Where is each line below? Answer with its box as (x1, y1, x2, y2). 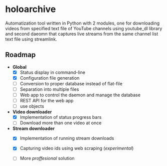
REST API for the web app (20, 98, 74, 104)
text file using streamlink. (5, 36, 57, 42)
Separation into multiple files (20, 86, 79, 92)
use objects (20, 103, 44, 109)
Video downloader (12, 109, 52, 115)
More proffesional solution (20, 155, 75, 161)
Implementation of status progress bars (20, 114, 102, 120)
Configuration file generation (20, 75, 80, 81)
